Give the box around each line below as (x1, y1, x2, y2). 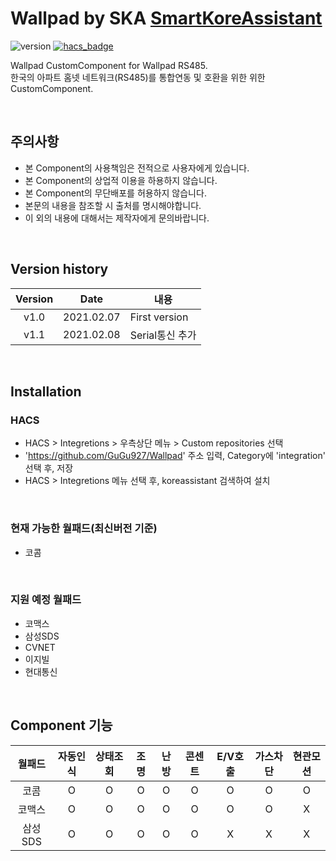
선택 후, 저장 (24, 462, 74, 474)
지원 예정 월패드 (10, 593, 82, 607)
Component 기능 (10, 717, 113, 734)
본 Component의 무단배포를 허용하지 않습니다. (24, 187, 207, 199)
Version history (10, 261, 109, 278)
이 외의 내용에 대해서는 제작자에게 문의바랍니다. (24, 212, 210, 224)
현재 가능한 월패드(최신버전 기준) (10, 522, 158, 536)
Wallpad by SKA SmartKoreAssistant (10, 7, 323, 30)
